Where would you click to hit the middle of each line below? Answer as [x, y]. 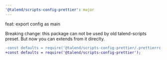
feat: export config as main [33, 24]
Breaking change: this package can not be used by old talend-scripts [76, 33]
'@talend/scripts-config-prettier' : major [50, 10]
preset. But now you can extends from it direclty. [55, 39]
